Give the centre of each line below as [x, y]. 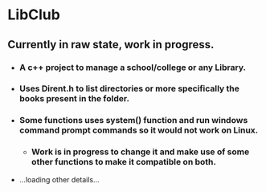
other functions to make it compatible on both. [123, 162]
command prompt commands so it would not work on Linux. [139, 130]
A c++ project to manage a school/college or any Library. [133, 67]
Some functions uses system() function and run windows [133, 121]
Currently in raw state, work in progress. [111, 45]
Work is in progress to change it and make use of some [140, 152]
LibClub [34, 15]
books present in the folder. [74, 99]
